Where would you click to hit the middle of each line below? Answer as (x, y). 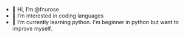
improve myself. (32, 28)
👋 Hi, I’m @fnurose (36, 9)
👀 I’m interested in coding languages (58, 16)
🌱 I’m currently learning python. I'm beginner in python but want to (96, 22)
